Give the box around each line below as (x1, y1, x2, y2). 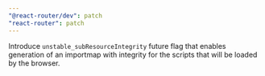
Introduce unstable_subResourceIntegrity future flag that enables (8, 41, 227, 50)
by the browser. (8, 58, 60, 68)
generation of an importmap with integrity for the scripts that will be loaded (8, 50, 258, 59)
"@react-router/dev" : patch (8, 11, 103, 20)
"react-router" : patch (8, 19, 85, 27)
